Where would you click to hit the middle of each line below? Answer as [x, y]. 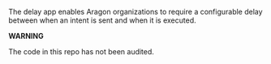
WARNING [26, 36]
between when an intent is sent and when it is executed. [102, 20]
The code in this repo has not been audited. [81, 51]
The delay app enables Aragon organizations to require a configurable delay [135, 12]
